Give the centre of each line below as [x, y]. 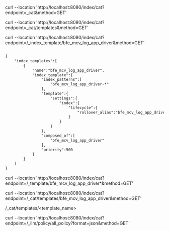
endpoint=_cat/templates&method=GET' [47, 28]
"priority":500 [57, 150]
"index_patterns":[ [61, 80]
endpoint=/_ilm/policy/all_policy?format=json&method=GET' [67, 223]
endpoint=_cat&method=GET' [36, 13]
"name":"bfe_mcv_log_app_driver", [68, 70]
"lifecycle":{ [83, 107]
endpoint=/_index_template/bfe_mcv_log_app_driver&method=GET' [75, 43]
